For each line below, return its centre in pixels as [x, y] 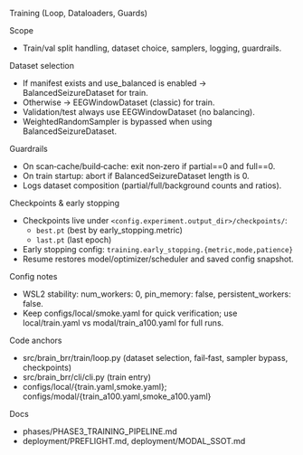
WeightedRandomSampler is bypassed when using [117, 122]
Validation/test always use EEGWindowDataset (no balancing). [138, 112]
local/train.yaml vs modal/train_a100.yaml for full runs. [123, 323]
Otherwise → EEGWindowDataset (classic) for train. [118, 102]
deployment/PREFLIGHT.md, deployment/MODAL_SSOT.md [134, 441]
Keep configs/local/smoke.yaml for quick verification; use [130, 313]
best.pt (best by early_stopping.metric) [109, 230]
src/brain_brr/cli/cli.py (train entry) [87, 377]
